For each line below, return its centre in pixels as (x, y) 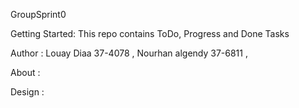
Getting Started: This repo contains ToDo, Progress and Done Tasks (150, 33)
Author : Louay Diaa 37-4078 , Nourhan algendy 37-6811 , (129, 53)
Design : (27, 92)
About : (25, 72)
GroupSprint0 (38, 14)
